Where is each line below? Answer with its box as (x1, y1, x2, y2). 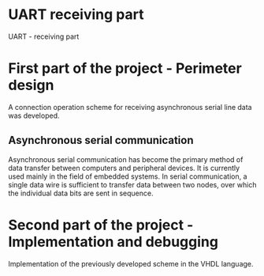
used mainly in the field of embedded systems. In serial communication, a (8, 172, 247, 181)
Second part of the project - (8, 216, 194, 234)
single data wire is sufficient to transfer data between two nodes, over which (8, 180, 257, 189)
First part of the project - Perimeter (8, 59, 242, 78)
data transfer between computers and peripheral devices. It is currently (8, 163, 240, 172)
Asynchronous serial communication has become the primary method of (8, 154, 244, 164)
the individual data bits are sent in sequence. (8, 188, 154, 198)
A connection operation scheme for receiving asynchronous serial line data (8, 102, 252, 112)
